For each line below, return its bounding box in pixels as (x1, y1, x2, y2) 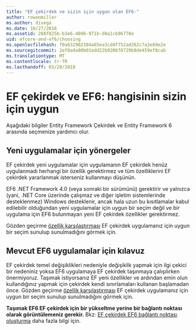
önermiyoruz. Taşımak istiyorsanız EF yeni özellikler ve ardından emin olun (6, 274, 188, 281)
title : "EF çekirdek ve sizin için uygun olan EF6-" (6, 8, 140, 15)
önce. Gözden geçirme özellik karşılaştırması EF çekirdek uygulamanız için (6, 287, 188, 294)
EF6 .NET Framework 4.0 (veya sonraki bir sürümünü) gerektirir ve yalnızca (6, 186, 190, 193)
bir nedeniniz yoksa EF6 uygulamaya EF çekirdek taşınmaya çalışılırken (6, 268, 180, 275)
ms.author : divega (6, 20, 52, 26)
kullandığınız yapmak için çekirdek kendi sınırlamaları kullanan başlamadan (6, 280, 189, 287)
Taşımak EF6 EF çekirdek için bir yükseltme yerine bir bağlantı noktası (6, 304, 182, 312)
